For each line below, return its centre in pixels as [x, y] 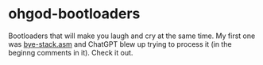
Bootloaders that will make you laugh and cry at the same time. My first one [132, 36]
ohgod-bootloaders [74, 14]
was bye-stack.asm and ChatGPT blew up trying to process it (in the [120, 44]
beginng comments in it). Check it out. [71, 52]
